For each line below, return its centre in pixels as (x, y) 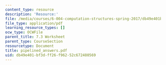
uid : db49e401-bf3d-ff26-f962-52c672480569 (51, 55)
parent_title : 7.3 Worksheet (35, 37)
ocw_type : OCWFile (24, 32)
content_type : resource (30, 10)
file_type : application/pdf (34, 23)
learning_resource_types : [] (35, 28)
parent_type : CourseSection (34, 42)
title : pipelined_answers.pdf (36, 50)
